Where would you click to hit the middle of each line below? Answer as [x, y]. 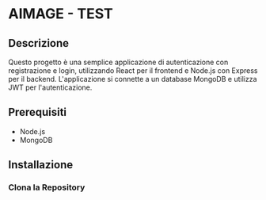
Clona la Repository [47, 187]
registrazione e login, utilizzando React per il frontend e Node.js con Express [133, 71]
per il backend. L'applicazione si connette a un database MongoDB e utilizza [133, 79]
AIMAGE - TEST [61, 14]
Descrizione [39, 43]
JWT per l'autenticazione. [50, 87]
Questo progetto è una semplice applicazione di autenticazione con [118, 62]
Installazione [41, 165]
